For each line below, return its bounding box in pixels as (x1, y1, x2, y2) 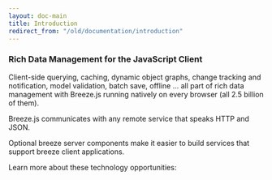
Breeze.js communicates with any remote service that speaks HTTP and (8, 114, 250, 123)
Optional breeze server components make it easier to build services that (8, 138, 250, 148)
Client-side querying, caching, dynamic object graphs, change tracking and (8, 72, 261, 82)
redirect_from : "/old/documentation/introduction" (8, 27, 183, 35)
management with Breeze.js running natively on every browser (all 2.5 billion (8, 89, 264, 99)
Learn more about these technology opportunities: (8, 162, 177, 172)
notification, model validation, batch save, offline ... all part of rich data (8, 80, 245, 90)
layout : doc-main (8, 11, 67, 20)
